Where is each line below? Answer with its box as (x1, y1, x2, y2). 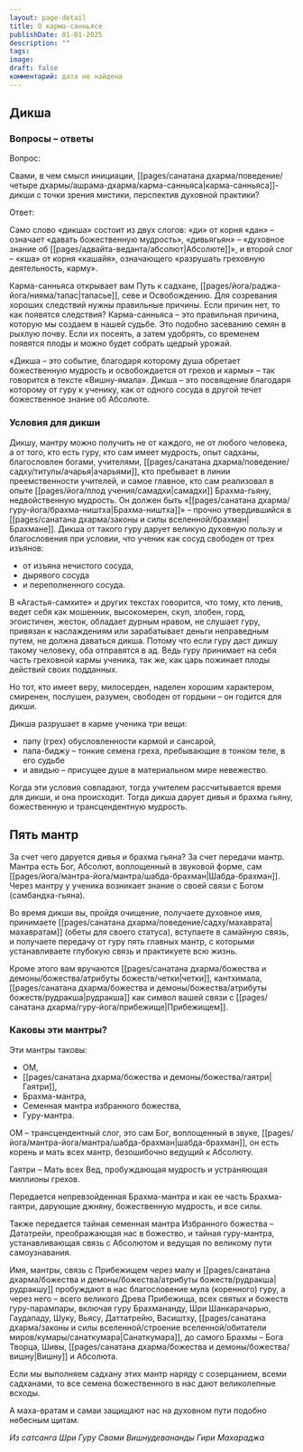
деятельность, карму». (9, 263, 98, 274)
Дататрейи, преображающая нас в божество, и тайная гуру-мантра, (9, 1227, 275, 1238)
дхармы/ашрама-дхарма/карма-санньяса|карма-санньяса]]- (39, 180, 280, 191)
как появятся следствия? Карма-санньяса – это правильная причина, (9, 309, 280, 321)
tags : (9, 47, 30, 56)
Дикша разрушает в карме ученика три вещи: (9, 718, 188, 729)
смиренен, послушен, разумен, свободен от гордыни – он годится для (9, 691, 282, 702)
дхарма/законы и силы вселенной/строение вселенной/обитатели (9, 1322, 267, 1333)
